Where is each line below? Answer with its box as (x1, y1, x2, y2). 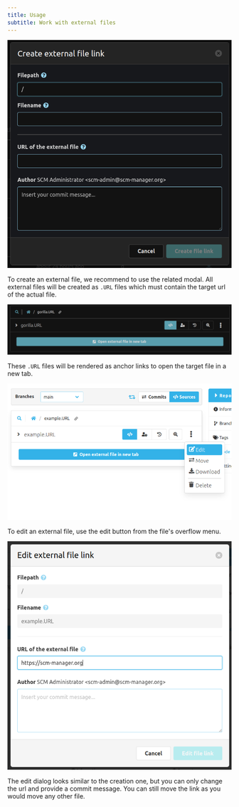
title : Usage (7, 11, 46, 18)
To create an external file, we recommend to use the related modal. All (7, 275, 213, 284)
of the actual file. (7, 290, 57, 299)
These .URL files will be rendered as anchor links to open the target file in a (7, 361, 226, 370)
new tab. (7, 369, 33, 378)
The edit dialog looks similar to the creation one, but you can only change (7, 776, 223, 785)
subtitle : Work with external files (7, 18, 116, 26)
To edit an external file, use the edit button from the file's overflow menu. (7, 527, 221, 535)
